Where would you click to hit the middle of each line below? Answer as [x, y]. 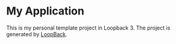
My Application [45, 11]
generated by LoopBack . [37, 34]
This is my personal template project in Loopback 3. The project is [88, 28]
